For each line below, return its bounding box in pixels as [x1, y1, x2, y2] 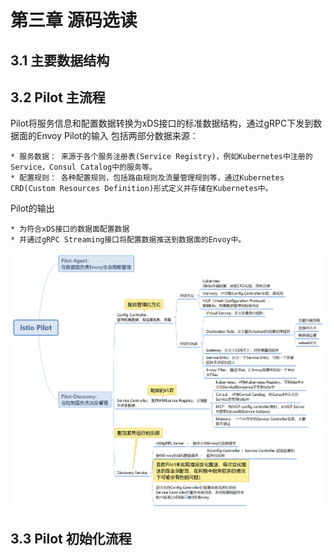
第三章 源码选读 [10, 9, 138, 32]
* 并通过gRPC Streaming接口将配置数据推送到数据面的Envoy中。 [10, 235, 247, 245]
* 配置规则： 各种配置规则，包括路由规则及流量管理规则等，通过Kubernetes [10, 173, 285, 183]
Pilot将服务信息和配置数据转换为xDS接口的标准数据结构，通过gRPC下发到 [10, 117, 314, 130]
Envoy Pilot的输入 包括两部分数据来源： [36, 130, 199, 142]
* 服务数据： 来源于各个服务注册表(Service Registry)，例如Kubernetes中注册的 [10, 152, 313, 162]
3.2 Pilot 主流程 [10, 89, 106, 106]
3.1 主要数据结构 [10, 52, 110, 69]
